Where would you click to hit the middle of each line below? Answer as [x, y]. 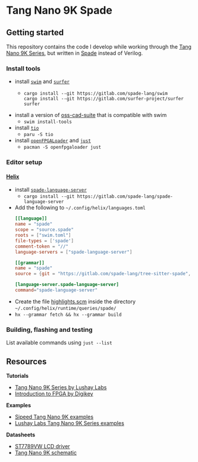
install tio [27, 128]
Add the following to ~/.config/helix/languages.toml [80, 208]
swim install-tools [48, 122]
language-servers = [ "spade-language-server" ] [73, 252]
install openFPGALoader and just [53, 140]
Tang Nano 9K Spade [59, 10]
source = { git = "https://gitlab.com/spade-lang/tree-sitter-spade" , [103, 274]
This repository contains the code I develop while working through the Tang [99, 47]
